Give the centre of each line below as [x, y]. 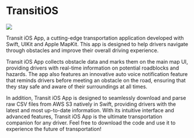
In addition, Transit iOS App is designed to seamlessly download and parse [96, 98]
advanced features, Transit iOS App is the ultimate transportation [84, 116]
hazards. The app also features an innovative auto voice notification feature [97, 74]
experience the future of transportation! [54, 129]
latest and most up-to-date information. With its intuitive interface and [90, 110]
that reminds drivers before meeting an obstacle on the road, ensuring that [96, 80]
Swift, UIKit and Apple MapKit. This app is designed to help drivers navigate [97, 44]
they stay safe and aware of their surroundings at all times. [77, 87]
